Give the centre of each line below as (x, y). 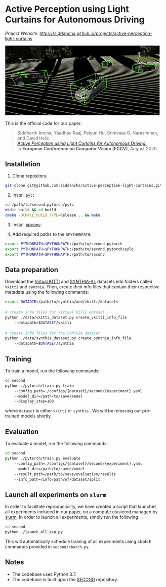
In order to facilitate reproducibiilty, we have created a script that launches (81, 507)
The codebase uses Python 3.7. (44, 574)
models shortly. (36, 416)
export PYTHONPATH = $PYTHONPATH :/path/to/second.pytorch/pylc (69, 249)
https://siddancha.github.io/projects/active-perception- (96, 33)
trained (12, 416)
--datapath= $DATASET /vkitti (43, 322)
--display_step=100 (34, 402)
